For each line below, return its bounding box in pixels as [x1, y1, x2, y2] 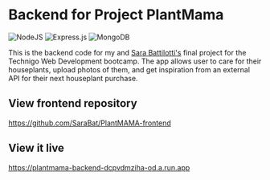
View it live [8, 141, 64, 155]
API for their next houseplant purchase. [8, 73, 138, 83]
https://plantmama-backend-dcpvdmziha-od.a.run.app [8, 162, 190, 172]
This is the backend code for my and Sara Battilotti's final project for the [8, 47, 247, 57]
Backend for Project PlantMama [8, 6, 224, 24]
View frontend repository [8, 96, 138, 110]
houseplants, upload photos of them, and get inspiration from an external [8, 64, 251, 74]
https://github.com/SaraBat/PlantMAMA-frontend [8, 118, 171, 128]
